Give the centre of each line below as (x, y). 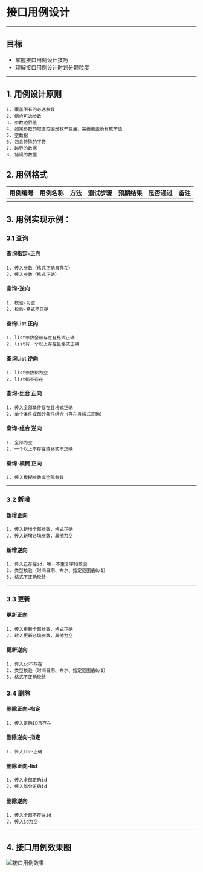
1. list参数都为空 (27, 373)
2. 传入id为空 (22, 822)
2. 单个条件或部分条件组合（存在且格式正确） (55, 414)
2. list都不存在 (25, 379)
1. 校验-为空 (21, 303)
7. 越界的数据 (22, 148)
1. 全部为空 (20, 442)
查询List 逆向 (22, 358)
